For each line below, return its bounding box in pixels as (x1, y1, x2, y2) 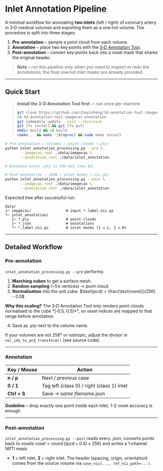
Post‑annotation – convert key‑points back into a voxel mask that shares (12, 49, 158, 55)
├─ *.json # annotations (11, 221, 95, 226)
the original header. (12, 54, 51, 60)
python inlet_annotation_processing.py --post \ (5, 177, 105, 182)
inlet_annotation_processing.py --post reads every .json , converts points (5, 436, 155, 441)
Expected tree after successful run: (5, 195, 76, 200)
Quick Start (5, 88, 40, 96)
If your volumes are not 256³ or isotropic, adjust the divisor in (5, 332, 128, 338)
